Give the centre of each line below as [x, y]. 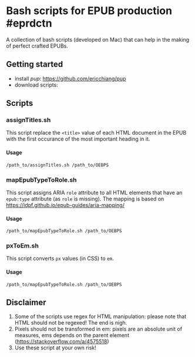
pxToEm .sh [23, 246]
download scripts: [36, 85]
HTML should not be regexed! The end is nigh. [71, 323]
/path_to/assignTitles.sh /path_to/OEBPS [58, 165]
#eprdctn [29, 23]
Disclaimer [26, 303]
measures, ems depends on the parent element [72, 335]
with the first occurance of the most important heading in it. [78, 139]
